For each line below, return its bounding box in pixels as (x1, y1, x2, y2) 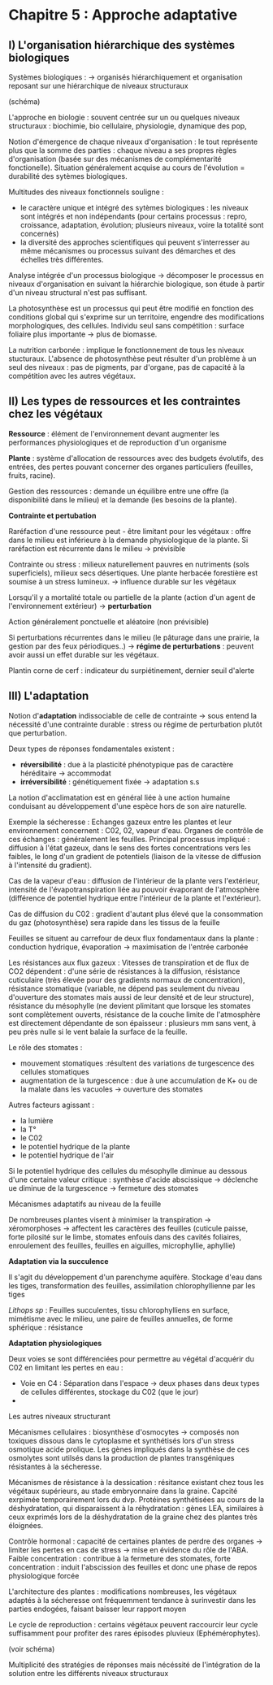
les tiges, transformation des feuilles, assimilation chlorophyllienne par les (8, 1280, 256, 1290)
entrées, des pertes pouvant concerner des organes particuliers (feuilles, (8, 462, 253, 471)
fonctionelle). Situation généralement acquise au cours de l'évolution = (8, 163, 245, 172)
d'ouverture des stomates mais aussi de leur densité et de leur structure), (8, 992, 254, 1001)
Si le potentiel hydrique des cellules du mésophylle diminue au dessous (8, 1166, 248, 1175)
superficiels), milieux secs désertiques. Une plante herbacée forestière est (8, 567, 258, 578)
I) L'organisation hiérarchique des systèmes (8, 38, 236, 52)
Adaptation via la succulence (8, 1256, 109, 1266)
